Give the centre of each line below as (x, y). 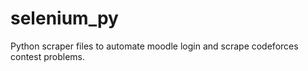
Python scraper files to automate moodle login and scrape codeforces (154, 46)
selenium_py (64, 18)
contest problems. (47, 56)
